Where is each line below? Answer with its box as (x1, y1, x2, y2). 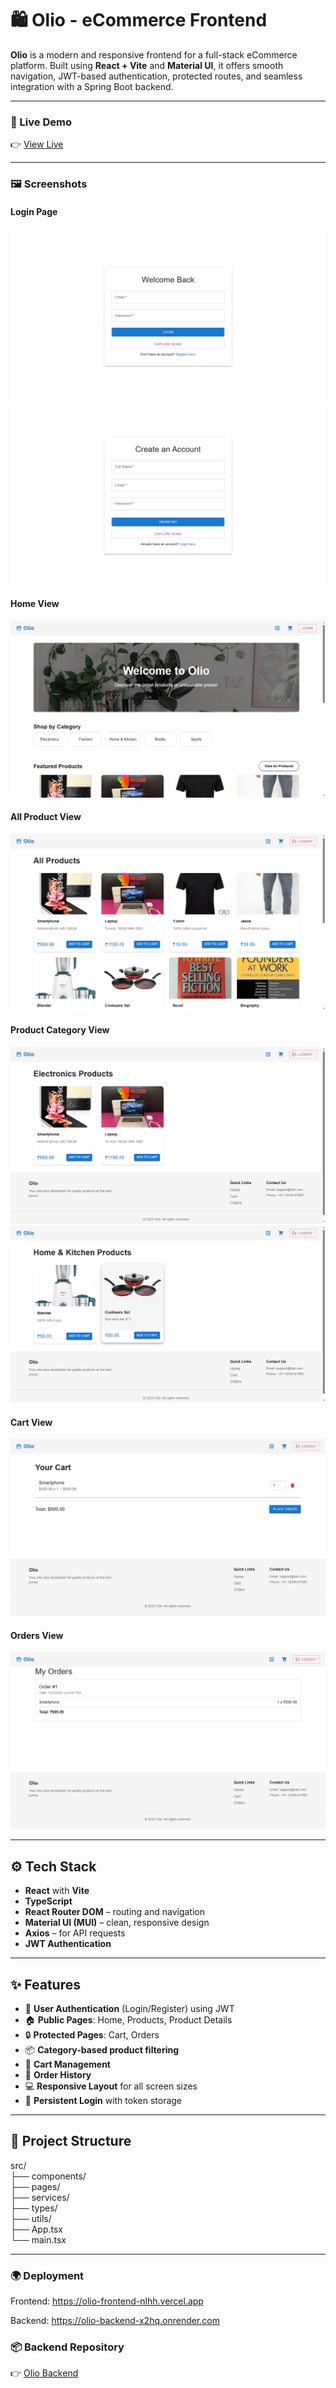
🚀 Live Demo (10, 115, 72, 129)
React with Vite (24, 1885, 90, 1897)
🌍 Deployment (10, 2268, 85, 2282)
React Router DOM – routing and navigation (24, 1906, 205, 1918)
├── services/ (10, 2191, 70, 2203)
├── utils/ (10, 2212, 52, 2224)
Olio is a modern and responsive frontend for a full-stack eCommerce (10, 48, 298, 61)
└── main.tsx (10, 2233, 67, 2246)
